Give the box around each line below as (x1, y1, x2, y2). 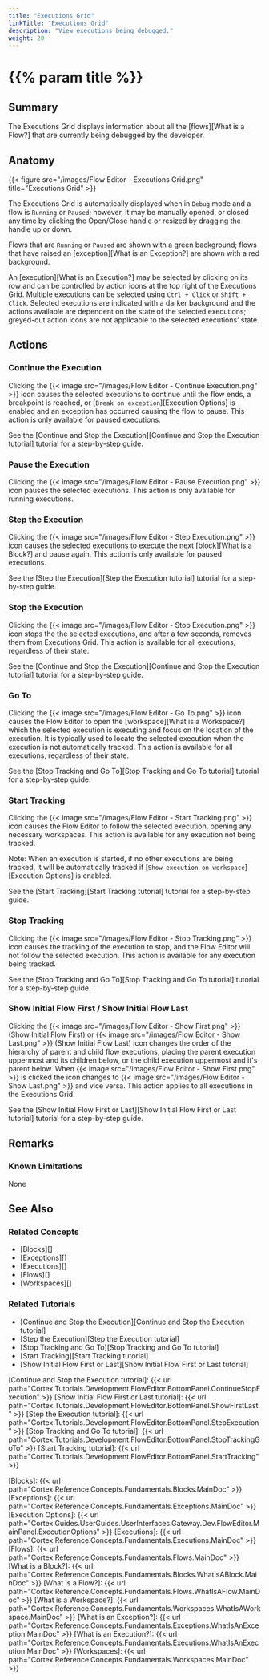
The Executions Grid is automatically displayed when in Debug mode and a (8, 199, 251, 208)
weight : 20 (8, 34, 45, 43)
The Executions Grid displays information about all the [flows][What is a (8, 122, 245, 132)
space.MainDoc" (8, 1612, 64, 1621)
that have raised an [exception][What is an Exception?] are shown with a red (8, 249, 260, 258)
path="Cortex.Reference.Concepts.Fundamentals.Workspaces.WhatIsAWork (8, 1603, 261, 1613)
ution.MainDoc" (8, 1646, 60, 1656)
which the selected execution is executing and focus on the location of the (8, 725, 254, 735)
